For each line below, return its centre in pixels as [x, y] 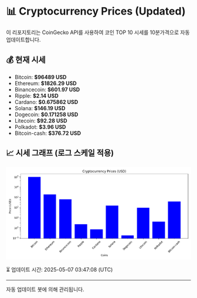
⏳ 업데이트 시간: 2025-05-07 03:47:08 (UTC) [60, 269]
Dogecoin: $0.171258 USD [46, 114]
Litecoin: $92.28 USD [41, 120]
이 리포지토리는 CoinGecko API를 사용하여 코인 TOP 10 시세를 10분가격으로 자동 [98, 32]
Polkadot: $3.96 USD [40, 127]
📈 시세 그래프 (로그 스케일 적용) [60, 153]
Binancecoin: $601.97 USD [47, 89]
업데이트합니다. [23, 39]
